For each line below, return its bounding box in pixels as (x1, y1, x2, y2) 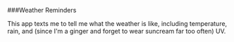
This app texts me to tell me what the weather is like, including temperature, (7, 20, 228, 27)
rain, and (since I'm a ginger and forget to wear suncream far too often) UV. (7, 27, 226, 35)
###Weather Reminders (7, 6, 77, 14)
